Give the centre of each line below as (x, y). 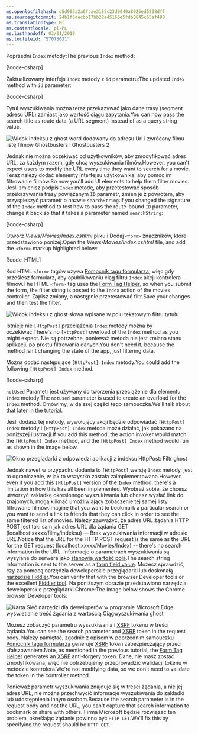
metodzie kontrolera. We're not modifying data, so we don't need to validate (98, 669)
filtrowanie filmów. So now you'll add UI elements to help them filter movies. (98, 181)
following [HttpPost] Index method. (50, 368)
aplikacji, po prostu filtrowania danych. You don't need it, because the (90, 345)
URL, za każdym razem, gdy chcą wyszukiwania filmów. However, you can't (98, 162)
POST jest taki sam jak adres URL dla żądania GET (67, 527)
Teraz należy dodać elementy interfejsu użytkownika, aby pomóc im (89, 175)
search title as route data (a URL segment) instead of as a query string (92, 121)
